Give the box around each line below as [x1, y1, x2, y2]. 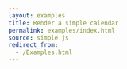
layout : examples [8, 11, 66, 20]
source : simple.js [8, 33, 69, 42]
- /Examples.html [15, 48, 73, 56]
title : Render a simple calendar [8, 19, 119, 27]
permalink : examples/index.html [8, 26, 115, 34]
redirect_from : [8, 41, 59, 49]
